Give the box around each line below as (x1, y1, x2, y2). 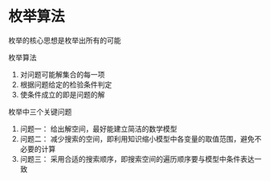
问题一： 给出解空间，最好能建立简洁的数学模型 (19, 124, 178, 134)
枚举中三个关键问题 (8, 106, 72, 117)
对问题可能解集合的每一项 (19, 69, 105, 79)
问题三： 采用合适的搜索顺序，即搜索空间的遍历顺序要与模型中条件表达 (19, 154, 255, 163)
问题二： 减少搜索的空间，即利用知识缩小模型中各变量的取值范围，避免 (19, 134, 255, 143)
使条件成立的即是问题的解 (19, 89, 105, 99)
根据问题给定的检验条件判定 (19, 80, 112, 89)
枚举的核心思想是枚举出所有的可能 (8, 35, 121, 45)
